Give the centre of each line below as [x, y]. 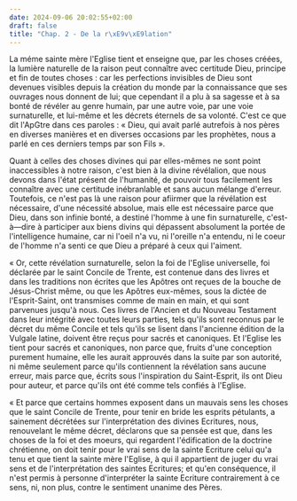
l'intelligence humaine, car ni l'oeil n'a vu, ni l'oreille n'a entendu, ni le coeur [147, 237]
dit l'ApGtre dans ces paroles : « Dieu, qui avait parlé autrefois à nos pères [145, 125]
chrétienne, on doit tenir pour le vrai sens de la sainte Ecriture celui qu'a [141, 450]
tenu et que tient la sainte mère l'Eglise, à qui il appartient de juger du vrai [144, 459]
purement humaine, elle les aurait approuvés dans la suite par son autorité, [145, 357]
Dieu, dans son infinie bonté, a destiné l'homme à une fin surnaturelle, [137, 217]
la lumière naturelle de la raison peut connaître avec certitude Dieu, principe [148, 68]
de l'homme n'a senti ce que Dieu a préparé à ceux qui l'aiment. [125, 246]
